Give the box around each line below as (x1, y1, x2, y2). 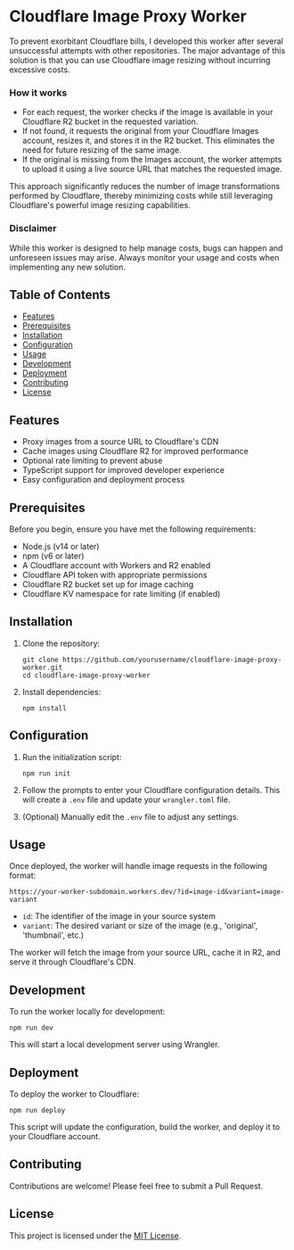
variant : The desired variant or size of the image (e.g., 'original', (21, 921, 258, 931)
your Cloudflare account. (9, 1131, 101, 1142)
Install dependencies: (21, 686, 102, 697)
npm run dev (9, 1023, 53, 1032)
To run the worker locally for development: (9, 1006, 166, 1017)
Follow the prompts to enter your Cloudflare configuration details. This (21, 784, 281, 795)
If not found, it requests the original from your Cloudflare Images (21, 126, 259, 137)
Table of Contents (9, 287, 111, 302)
